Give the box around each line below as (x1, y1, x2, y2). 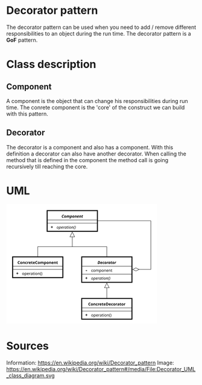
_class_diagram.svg (6, 372, 55, 379)
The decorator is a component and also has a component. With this (6, 143, 174, 151)
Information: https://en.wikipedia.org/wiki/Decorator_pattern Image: (6, 359, 174, 366)
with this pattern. (6, 110, 48, 117)
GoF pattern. (6, 36, 38, 43)
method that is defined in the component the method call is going (6, 156, 169, 163)
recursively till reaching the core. (6, 163, 88, 170)
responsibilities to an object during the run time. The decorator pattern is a (6, 30, 191, 37)
